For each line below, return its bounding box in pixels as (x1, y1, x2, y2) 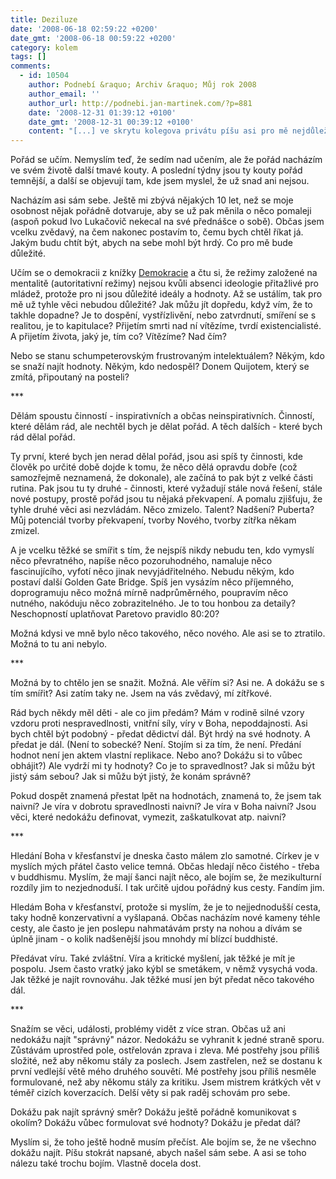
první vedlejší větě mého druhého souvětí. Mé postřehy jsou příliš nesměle (10, 1066, 317, 1078)
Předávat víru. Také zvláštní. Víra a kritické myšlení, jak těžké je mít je (10, 952, 296, 965)
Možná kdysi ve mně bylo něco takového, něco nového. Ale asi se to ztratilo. (10, 627, 326, 640)
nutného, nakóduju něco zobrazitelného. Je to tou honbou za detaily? (10, 597, 296, 610)
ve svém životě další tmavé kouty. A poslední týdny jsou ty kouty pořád (10, 164, 303, 176)
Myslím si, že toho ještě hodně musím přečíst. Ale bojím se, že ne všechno (10, 1136, 317, 1148)
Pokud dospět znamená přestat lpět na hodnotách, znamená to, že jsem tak (10, 790, 322, 802)
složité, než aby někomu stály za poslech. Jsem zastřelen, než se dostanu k (10, 1055, 323, 1067)
